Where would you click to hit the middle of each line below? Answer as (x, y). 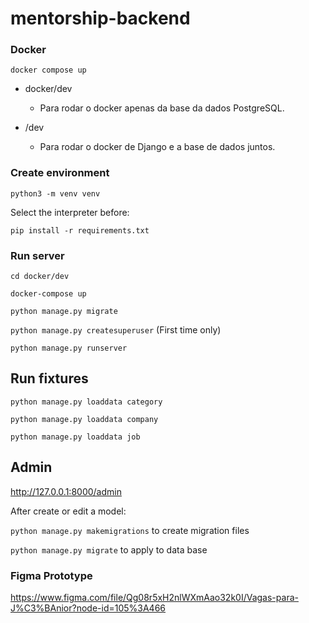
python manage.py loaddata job (75, 437)
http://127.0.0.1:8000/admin (66, 491)
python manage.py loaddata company (84, 419)
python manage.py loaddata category (86, 402)
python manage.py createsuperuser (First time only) (116, 330)
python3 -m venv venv (55, 193)
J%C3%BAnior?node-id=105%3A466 (88, 608)
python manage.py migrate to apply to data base (109, 549)
